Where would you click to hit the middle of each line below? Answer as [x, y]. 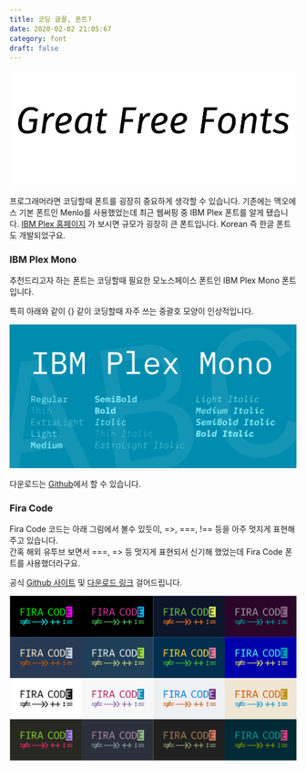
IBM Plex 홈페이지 [54, 224]
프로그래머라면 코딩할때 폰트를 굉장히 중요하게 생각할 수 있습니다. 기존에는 [141, 201]
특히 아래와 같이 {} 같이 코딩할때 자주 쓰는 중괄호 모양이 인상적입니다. [132, 311]
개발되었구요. [42, 235]
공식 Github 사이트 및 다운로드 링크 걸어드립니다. [96, 583]
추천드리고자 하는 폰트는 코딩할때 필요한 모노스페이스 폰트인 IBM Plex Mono [145, 281]
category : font [38, 38]
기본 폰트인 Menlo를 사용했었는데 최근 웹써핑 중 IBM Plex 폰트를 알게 [141, 212]
